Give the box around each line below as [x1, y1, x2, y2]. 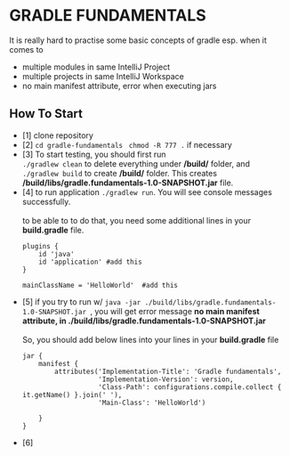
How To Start [9, 106, 83, 121]
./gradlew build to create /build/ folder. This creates [21, 167, 218, 178]
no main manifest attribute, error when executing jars [21, 80, 217, 91]
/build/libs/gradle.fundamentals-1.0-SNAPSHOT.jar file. [21, 177, 234, 188]
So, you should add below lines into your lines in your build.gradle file [21, 334, 279, 345]
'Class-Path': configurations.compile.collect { [97, 382, 282, 392]
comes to [9, 44, 44, 54]
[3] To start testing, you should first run [21, 149, 166, 159]
